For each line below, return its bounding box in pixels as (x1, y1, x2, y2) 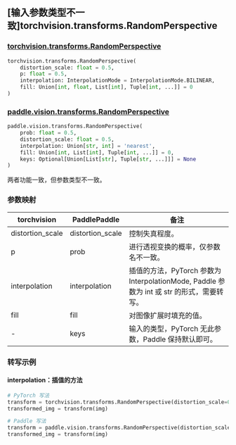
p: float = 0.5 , (20, 70, 68, 77)
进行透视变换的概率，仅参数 (129, 242, 221, 251)
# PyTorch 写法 (7, 391, 50, 399)
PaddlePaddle (72, 214, 120, 224)
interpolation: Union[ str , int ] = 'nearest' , (20, 142, 156, 149)
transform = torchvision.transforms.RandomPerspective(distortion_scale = (7, 399, 228, 406)
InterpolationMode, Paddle (129, 276, 216, 286)
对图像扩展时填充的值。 (129, 311, 206, 320)
